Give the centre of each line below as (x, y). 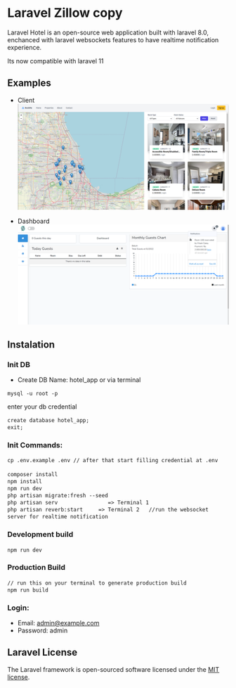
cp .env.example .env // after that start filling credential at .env (113, 461)
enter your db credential (42, 407)
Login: (18, 608)
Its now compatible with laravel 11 (55, 60)
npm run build (28, 590)
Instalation (31, 344)
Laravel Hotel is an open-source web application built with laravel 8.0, (108, 32)
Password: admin (42, 630)
